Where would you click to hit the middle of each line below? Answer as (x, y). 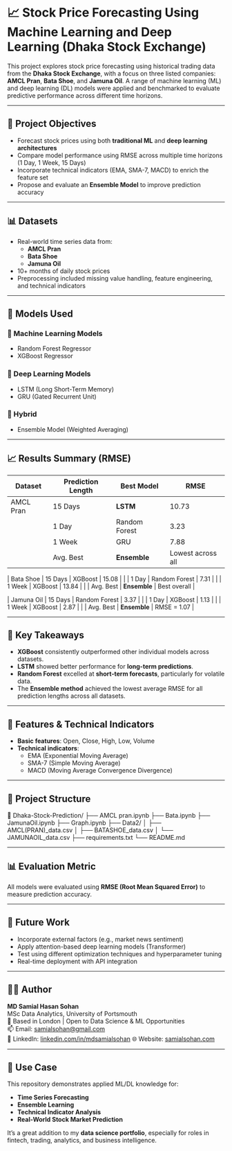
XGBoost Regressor (45, 356)
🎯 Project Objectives (52, 124)
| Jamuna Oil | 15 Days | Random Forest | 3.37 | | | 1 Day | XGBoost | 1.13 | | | (114, 599)
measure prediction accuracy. (49, 894)
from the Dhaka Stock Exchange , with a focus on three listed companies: (112, 73)
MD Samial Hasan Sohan (43, 1006)
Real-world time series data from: (65, 241)
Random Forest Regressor (54, 349)
